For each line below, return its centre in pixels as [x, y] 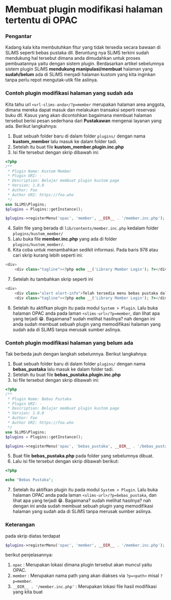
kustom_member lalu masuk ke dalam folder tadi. [65, 141]
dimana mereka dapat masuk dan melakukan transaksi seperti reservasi [81, 110]
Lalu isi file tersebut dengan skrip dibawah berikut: [66, 461]
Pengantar [19, 36]
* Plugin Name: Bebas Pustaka [39, 399]
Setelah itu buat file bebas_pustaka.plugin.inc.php [67, 375]
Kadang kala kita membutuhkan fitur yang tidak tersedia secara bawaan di [83, 48]
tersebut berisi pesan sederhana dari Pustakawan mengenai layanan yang [83, 121]
